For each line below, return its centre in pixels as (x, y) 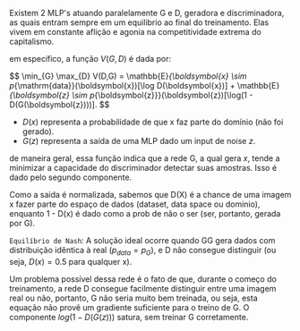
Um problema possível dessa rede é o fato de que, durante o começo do (143, 279)
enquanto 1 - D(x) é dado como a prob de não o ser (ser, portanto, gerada (145, 213)
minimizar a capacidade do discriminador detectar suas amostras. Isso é (143, 168)
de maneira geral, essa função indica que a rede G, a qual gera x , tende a (145, 158)
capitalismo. (32, 41)
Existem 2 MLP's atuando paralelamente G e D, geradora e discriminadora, (147, 13)
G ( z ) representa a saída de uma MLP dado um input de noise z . (139, 141)
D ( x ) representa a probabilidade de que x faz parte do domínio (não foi (153, 122)
